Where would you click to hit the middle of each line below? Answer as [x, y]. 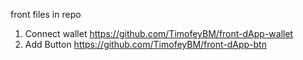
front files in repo [46, 14]
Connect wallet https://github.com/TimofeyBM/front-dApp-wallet [159, 33]
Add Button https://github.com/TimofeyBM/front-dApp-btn [145, 44]
